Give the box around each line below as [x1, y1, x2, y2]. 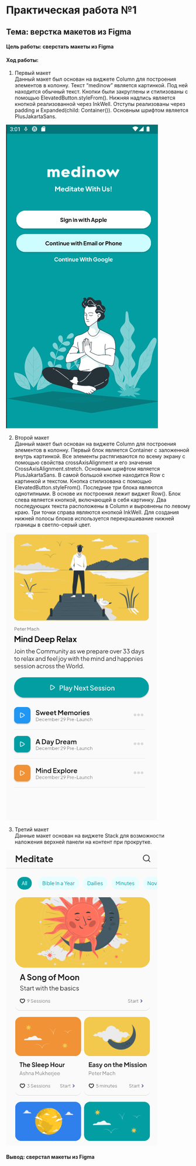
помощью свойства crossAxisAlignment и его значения [14, 459, 152, 466]
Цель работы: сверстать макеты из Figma [6, 43, 114, 50]
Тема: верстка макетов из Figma [6, 27, 132, 37]
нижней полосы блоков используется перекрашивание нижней [14, 515, 174, 522]
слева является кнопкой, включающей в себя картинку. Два [14, 496, 167, 503]
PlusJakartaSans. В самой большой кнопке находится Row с [14, 472, 165, 479]
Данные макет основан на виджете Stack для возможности [14, 832, 165, 839]
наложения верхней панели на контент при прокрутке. [14, 838, 152, 846]
